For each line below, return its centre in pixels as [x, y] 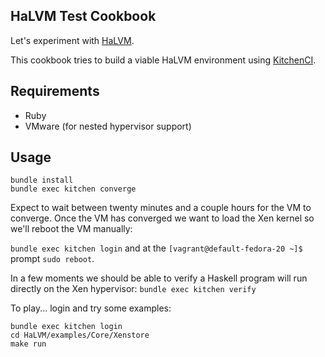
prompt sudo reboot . [52, 259]
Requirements [55, 91]
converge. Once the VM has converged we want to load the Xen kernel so [162, 218]
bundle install [42, 180]
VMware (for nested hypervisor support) [108, 126]
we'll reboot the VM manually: [71, 229]
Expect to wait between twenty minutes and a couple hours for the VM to [161, 208]
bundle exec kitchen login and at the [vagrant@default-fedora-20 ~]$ [156, 248]
